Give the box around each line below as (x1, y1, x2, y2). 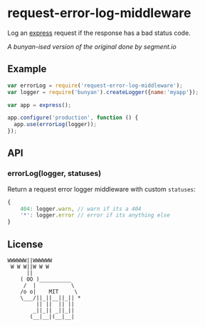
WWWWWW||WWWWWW (7, 257, 53, 264)
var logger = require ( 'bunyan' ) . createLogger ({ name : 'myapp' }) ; (7, 88, 199, 95)
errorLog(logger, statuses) (7, 169, 102, 179)
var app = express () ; (7, 101, 72, 108)
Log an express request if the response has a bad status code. (7, 28, 191, 37)
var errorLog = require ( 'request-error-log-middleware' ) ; (7, 82, 183, 89)
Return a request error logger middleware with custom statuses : (7, 185, 196, 193)
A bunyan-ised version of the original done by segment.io (7, 42, 177, 51)
